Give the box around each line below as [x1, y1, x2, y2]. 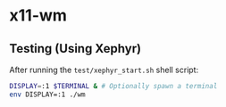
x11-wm [9, 5, 67, 26]
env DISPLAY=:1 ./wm [9, 90, 87, 99]
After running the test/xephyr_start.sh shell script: [9, 64, 199, 75]
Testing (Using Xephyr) [9, 41, 141, 56]
